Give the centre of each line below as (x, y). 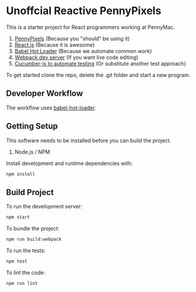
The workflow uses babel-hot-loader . (51, 108)
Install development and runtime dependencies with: (70, 163)
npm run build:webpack (34, 240)
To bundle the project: (33, 228)
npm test (17, 261)
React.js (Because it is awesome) (55, 45)
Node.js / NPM (32, 152)
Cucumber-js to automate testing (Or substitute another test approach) (100, 64)
